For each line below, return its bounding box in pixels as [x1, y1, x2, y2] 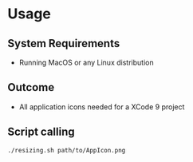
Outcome [7, 81, 55, 94]
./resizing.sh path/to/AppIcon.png [7, 146, 126, 154]
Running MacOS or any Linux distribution [18, 57, 154, 67]
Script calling [7, 125, 75, 139]
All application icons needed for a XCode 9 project [18, 101, 185, 112]
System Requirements [7, 37, 120, 50]
